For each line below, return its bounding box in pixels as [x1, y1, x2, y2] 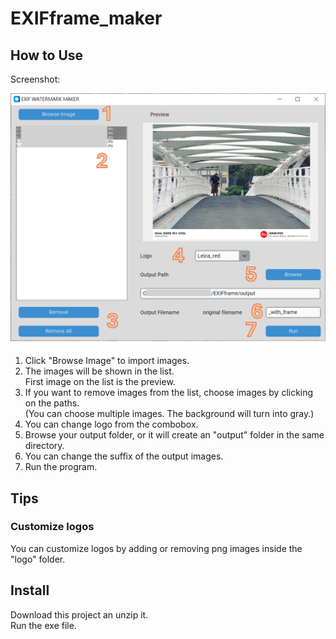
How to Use [10, 47, 84, 64]
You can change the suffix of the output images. [24, 450, 224, 462]
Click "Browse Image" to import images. [24, 355, 190, 367]
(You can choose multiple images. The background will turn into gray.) [24, 408, 315, 420]
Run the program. [24, 461, 98, 473]
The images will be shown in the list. [24, 365, 175, 377]
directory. [24, 440, 65, 452]
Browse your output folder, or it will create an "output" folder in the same [24, 429, 325, 441]
